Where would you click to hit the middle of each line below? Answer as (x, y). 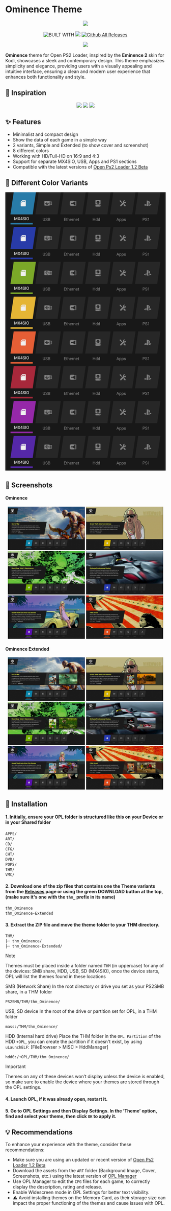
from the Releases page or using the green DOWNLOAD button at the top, (84, 891)
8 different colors (31, 150)
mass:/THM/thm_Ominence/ (32, 1027)
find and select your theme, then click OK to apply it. (61, 1116)
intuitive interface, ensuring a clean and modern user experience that (78, 71)
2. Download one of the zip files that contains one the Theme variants (80, 886)
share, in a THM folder (29, 992)
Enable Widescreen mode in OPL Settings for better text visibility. (81, 1192)
